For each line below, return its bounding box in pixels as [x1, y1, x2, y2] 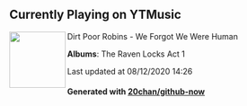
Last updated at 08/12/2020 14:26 [66, 66, 193, 76]
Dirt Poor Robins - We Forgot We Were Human [66, 31, 238, 41]
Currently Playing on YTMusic [9, 7, 181, 22]
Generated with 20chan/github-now [66, 86, 206, 97]
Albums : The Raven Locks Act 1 [66, 49, 186, 59]
